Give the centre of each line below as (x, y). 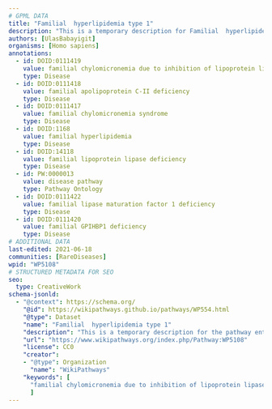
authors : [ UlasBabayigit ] (52, 38)
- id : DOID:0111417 (49, 106)
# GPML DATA (28, 16)
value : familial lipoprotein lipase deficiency (104, 159)
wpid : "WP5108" (34, 264)
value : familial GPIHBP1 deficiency (85, 227)
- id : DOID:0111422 (49, 196)
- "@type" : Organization (65, 362)
